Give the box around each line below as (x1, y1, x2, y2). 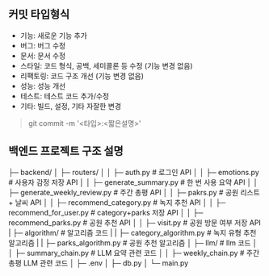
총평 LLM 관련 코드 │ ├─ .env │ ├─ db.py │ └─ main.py (8, 257, 189, 268)
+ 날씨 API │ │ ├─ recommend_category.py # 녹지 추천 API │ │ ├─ (8, 197, 226, 207)
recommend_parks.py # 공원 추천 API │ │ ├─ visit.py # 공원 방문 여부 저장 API (8, 217, 261, 228)
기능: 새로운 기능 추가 (19, 31, 87, 40)
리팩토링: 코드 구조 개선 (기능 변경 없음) (19, 71, 144, 81)
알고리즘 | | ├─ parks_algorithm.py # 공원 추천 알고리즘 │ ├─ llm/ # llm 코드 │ (8, 237, 258, 248)
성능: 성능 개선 (19, 81, 66, 90)
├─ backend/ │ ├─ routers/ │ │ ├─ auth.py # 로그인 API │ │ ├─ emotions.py (8, 167, 260, 177)
